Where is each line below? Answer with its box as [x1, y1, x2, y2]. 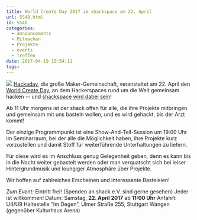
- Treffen [11, 53, 35, 59]
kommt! [6, 117, 25, 124]
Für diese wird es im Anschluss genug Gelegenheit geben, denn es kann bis [6, 153, 191, 160]
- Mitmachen [11, 36, 41, 42]
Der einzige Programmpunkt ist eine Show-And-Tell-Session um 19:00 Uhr [6, 128, 188, 136]
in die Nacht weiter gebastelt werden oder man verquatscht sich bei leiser [6, 159, 186, 166]
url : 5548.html [6, 14, 44, 20]
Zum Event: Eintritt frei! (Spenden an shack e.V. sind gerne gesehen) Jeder [6, 188, 189, 195]
